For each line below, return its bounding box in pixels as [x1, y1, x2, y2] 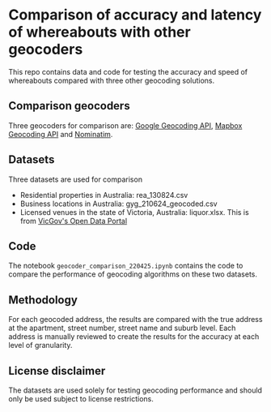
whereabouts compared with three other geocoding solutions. [8, 75, 215, 85]
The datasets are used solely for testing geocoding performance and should [8, 385, 263, 395]
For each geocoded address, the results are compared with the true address [8, 315, 263, 324]
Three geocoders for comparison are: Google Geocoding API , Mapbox [8, 120, 243, 131]
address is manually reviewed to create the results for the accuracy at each [8, 332, 260, 341]
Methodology [8, 293, 78, 307]
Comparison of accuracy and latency [8, 6, 262, 24]
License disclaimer [8, 363, 106, 378]
